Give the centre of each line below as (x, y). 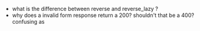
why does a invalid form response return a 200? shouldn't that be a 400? (103, 15)
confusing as (28, 22)
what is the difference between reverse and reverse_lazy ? (85, 9)
